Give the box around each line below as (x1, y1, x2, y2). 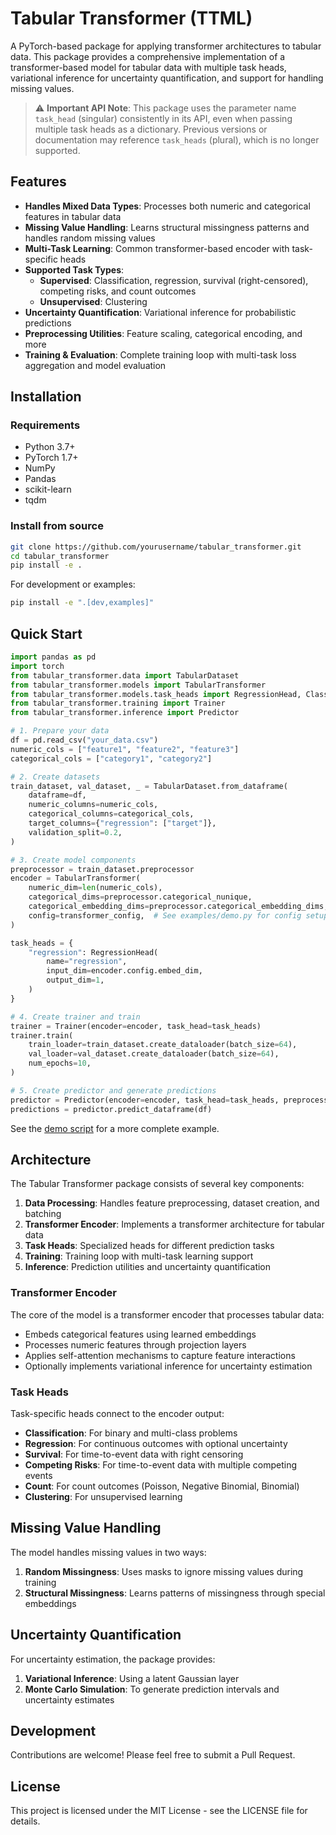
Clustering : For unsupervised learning (24, 1490, 183, 1502)
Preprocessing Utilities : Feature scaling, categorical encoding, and (24, 327, 303, 339)
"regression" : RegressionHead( (28, 947, 159, 957)
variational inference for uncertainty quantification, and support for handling (10, 72, 324, 84)
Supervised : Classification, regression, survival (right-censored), (39, 274, 309, 286)
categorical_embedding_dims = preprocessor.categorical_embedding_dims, (28, 902, 329, 912)
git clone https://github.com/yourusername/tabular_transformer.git (10, 542, 302, 552)
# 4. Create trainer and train (10, 1012, 141, 1022)
